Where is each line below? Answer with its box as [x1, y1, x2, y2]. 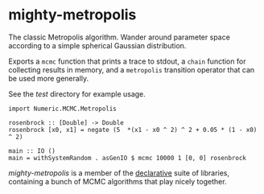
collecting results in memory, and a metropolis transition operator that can [8, 64, 255, 74]
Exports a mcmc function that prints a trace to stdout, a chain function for [8, 56, 246, 66]
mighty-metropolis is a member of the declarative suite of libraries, [8, 167, 230, 178]
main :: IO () [8, 147, 56, 155]
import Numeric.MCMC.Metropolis [8, 105, 117, 113]
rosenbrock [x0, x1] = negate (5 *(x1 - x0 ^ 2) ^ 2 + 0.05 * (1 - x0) [8, 126, 258, 134]
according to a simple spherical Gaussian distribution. [8, 40, 187, 50]
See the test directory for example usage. [8, 89, 146, 98]
